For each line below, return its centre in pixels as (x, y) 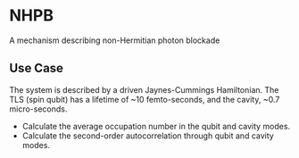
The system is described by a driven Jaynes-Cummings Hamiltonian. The (144, 89)
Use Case (37, 68)
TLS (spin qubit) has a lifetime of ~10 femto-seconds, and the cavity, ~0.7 (145, 99)
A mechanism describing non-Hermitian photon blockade (115, 40)
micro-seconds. (38, 109)
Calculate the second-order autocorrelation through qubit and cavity (148, 136)
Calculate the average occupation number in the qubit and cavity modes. (156, 126)
